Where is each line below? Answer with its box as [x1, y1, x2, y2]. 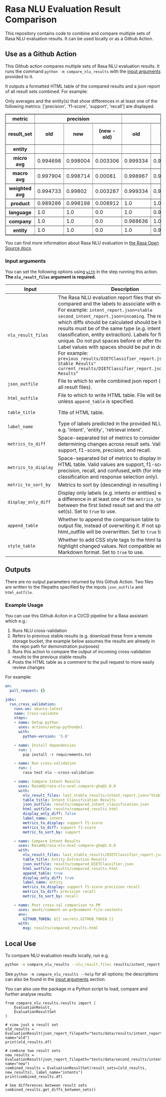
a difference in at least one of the [58, 496, 135, 503]
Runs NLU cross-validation [12, 628, 67, 634]
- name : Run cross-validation [14, 761, 77, 766]
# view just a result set [5, 1022, 58, 1027]
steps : [14, 716, 28, 721]
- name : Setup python [14, 720, 58, 725]
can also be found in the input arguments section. [5, 976, 106, 982]
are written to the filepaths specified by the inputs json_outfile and [5, 584, 143, 590]
